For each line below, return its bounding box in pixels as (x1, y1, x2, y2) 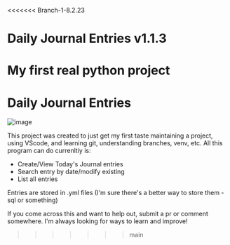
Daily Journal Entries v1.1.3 (7, 31, 167, 46)
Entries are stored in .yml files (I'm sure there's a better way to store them (7, 189, 219, 197)
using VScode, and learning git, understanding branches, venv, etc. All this (7, 139, 223, 147)
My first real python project (7, 62, 170, 79)
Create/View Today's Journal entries (17, 160, 124, 168)
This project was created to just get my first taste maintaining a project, (7, 131, 213, 140)
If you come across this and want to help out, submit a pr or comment (7, 210, 209, 218)
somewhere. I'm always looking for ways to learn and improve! (7, 217, 188, 225)
